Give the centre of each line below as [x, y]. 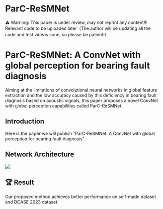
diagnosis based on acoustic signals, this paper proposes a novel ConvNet [81, 101]
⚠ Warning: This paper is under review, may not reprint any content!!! [76, 22]
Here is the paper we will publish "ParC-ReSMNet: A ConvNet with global [80, 133]
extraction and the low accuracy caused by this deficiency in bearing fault [81, 95]
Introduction [25, 122]
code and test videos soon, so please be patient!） [57, 34]
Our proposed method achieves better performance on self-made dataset [81, 197]
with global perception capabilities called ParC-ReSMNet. [64, 105]
